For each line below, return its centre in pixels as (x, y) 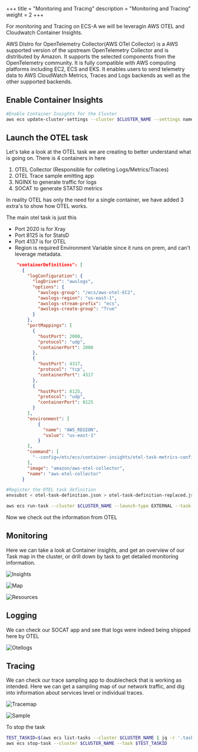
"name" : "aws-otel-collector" (64, 474)
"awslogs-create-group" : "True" (77, 309)
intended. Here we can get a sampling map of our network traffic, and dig (95, 686)
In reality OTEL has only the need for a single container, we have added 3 (95, 200)
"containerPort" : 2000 (65, 347)
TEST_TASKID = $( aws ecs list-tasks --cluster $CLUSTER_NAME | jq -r (91, 738)
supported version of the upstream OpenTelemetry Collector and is (88, 50)
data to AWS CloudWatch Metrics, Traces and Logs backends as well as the (98, 75)
